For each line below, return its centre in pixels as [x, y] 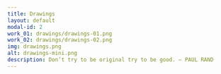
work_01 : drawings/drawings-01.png [60, 33]
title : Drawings [31, 14]
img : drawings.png [34, 47]
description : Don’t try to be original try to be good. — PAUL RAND [110, 60]
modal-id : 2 [25, 27]
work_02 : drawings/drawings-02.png [60, 40]
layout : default [31, 20]
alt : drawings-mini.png [42, 54]
